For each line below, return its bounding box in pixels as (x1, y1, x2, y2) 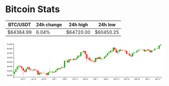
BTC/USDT (8, 22, 31, 28)
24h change (36, 22, 62, 28)
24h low (98, 22, 116, 28)
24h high (68, 22, 89, 28)
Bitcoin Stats (5, 4, 60, 15)
